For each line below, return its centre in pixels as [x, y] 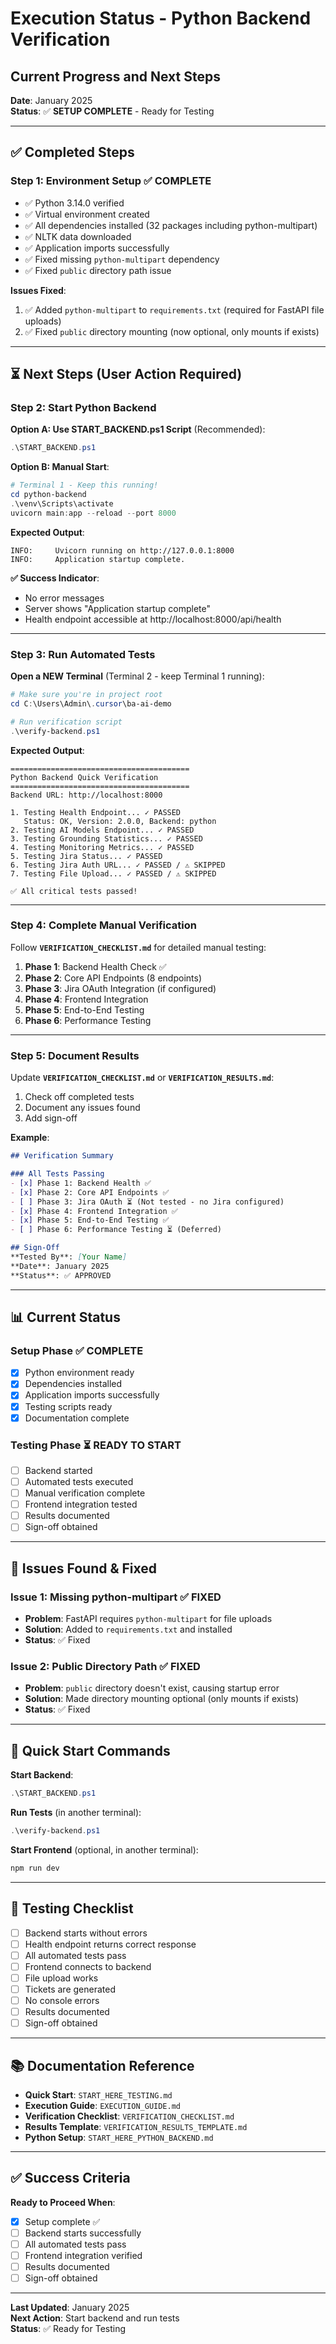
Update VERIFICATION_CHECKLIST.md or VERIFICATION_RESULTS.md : [142, 1078]
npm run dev [35, 1868]
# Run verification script [66, 722]
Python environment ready [79, 1373]
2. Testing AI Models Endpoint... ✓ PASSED [102, 830]
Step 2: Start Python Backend [83, 407]
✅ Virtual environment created [87, 214]
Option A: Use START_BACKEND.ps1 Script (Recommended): [138, 429]
